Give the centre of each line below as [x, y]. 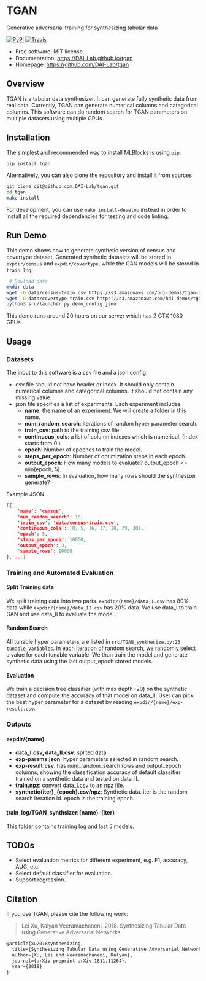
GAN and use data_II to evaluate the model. [61, 614]
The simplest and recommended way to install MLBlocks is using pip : [94, 152]
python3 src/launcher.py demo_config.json [61, 304]
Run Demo [27, 236]
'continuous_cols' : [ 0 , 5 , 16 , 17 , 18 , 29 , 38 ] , [81, 528]
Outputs [19, 724]
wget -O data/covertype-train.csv [51, 299]
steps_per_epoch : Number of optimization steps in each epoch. [105, 456]
